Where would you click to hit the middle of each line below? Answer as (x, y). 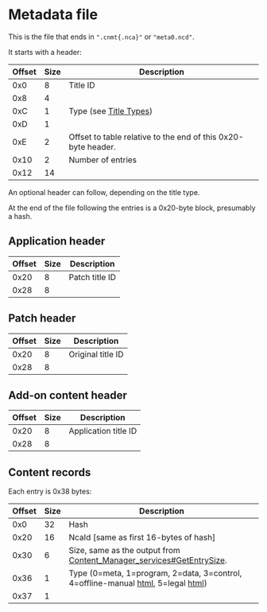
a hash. (20, 216)
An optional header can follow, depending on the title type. (104, 192)
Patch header (42, 319)
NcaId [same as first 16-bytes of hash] (142, 537)
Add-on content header (68, 395)
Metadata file (53, 15)
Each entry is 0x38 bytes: (50, 492)
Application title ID (103, 431)
